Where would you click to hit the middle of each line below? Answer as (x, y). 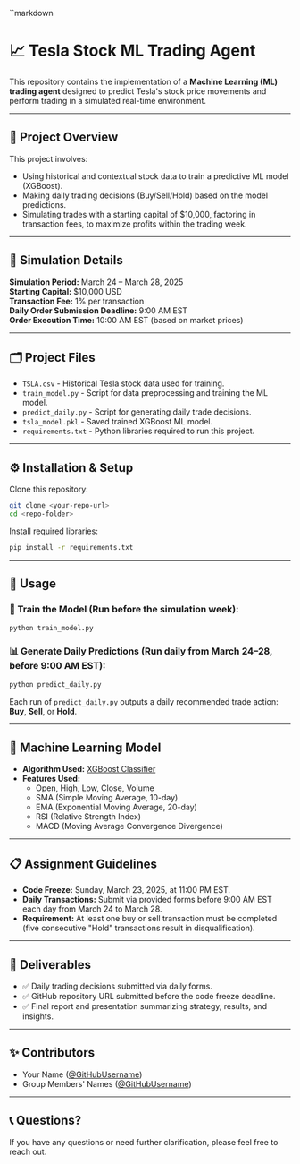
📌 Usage (33, 584)
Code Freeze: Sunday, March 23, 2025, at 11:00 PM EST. (126, 890)
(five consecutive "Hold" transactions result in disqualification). (139, 928)
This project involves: (49, 158)
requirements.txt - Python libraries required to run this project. (138, 431)
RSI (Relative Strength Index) (88, 817)
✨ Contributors (52, 1053)
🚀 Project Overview (64, 137)
